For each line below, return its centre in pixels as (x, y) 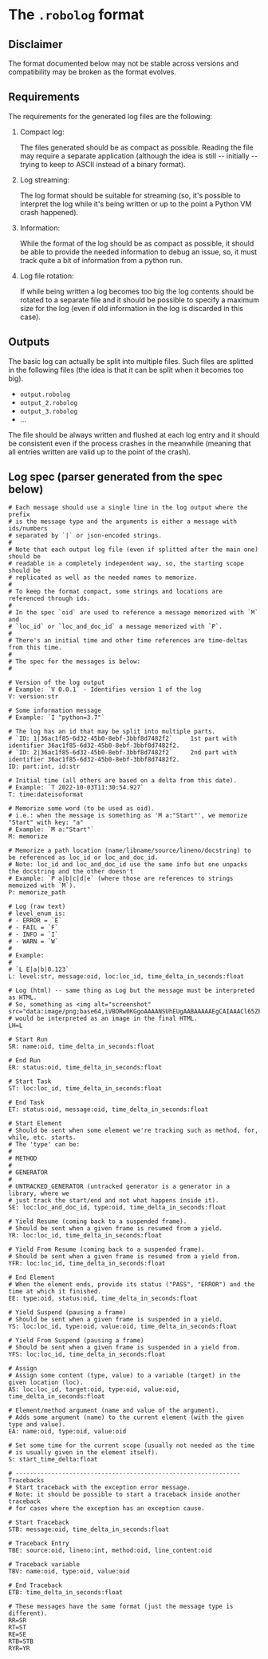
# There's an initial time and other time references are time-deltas (128, 641)
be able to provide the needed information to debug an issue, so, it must (138, 252)
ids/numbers (28, 529)
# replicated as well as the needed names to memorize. (103, 578)
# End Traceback (35, 1585)
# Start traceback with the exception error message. (100, 1488)
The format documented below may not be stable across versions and (124, 63)
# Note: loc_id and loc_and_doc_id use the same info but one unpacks (128, 865)
